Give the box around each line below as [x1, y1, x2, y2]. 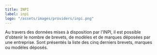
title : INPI [5, 7, 29, 12]
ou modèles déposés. [5, 44, 48, 51]
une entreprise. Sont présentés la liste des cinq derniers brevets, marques [5, 40, 152, 45]
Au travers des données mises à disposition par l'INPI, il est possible [5, 29, 141, 35]
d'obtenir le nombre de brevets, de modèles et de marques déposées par [5, 34, 151, 40]
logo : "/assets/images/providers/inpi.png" [5, 16, 94, 21]
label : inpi [5, 12, 29, 16]
